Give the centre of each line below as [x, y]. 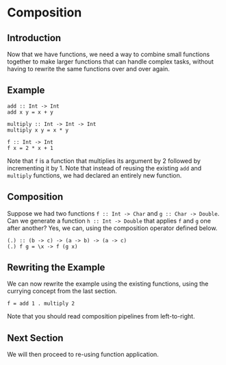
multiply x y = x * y [38, 130]
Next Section [35, 338]
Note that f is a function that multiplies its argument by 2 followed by [104, 161]
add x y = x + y [30, 112]
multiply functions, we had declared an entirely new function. [95, 175]
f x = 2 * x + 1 [30, 148]
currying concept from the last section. [62, 291]
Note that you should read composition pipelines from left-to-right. [101, 316]
